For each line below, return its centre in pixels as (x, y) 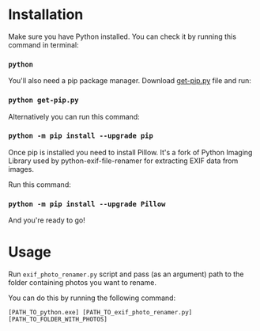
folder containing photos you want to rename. (82, 283)
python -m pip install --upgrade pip (81, 136)
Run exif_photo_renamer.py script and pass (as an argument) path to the (126, 274)
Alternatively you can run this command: (74, 116)
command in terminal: (43, 44)
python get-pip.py (43, 100)
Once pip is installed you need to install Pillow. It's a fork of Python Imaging (130, 152)
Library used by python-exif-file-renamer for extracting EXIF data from (123, 161)
